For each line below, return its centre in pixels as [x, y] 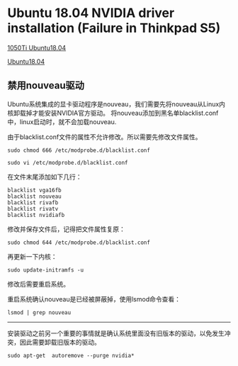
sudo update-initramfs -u [45, 270]
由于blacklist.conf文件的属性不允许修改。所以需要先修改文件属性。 [104, 137]
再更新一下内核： [32, 256]
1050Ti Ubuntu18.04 [37, 48]
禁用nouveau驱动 [46, 85]
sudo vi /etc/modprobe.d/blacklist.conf [68, 162]
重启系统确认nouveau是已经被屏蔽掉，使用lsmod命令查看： [94, 299]
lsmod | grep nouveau [39, 312]
